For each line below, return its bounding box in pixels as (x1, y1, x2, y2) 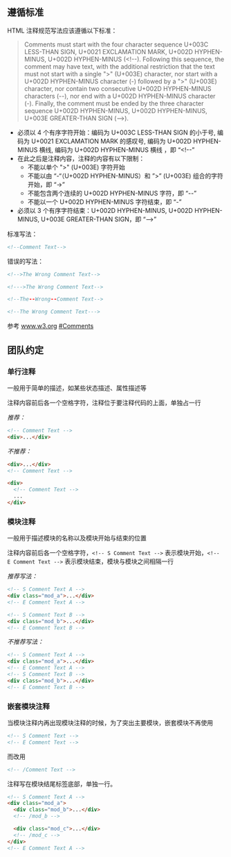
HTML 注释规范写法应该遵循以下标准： (7, 26, 118, 35)
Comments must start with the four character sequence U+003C (24, 40, 209, 49)
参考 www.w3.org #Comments (7, 322, 94, 330)
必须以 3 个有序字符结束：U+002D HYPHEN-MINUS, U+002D (17, 206, 194, 214)
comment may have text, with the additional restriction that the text (24, 62, 216, 71)
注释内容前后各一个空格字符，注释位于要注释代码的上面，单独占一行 (7, 398, 201, 407)
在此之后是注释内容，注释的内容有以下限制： (17, 154, 145, 162)
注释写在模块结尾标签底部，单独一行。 (7, 779, 116, 788)
